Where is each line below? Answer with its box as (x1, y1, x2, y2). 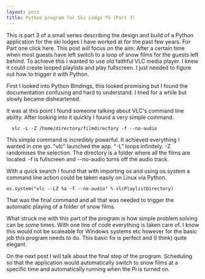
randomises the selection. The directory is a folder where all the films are (6, 149, 191, 156)
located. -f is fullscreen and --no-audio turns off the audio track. (6, 155, 170, 162)
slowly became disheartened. (6, 95, 81, 103)
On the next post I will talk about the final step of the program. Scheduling (6, 252, 193, 259)
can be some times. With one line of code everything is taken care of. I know (6, 221, 199, 228)
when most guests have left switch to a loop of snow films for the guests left (6, 51, 199, 58)
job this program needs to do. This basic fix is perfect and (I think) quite (6, 234, 187, 241)
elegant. (6, 241, 28, 248)
